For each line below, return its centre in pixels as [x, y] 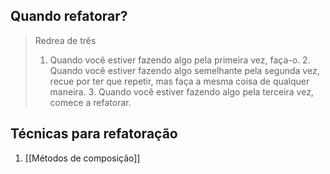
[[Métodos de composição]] [82, 158]
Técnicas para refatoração [94, 134]
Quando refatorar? [69, 16]
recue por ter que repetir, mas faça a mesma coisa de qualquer [179, 81]
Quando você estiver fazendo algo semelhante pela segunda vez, [184, 70]
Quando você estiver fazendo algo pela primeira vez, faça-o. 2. [180, 60]
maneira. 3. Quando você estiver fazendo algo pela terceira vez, [181, 91]
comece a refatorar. [90, 102]
